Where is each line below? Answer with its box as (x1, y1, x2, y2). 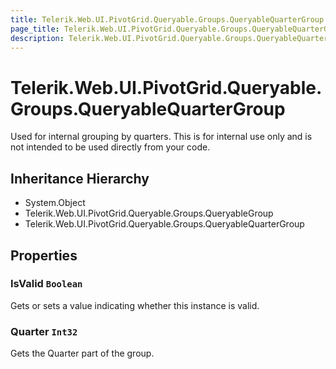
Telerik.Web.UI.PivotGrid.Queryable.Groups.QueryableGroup (24, 207, 274, 220)
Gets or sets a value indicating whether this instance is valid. (10, 299, 260, 311)
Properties (10, 247, 78, 264)
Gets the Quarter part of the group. (10, 347, 155, 360)
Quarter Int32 (10, 324, 78, 338)
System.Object (24, 197, 86, 209)
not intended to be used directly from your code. (10, 141, 211, 153)
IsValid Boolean (10, 277, 83, 291)
